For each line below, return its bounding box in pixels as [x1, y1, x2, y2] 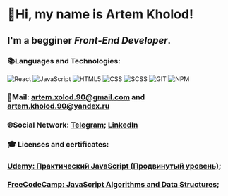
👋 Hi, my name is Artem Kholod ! [7, 6, 194, 23]
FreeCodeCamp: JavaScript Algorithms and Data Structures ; [7, 180, 220, 190]
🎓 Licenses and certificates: [7, 139, 109, 149]
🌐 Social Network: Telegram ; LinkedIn [7, 120, 138, 130]
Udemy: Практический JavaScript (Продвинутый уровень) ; [7, 161, 222, 171]
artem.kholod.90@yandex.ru [7, 101, 110, 111]
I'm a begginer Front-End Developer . [7, 35, 172, 47]
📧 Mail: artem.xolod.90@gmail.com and [7, 92, 145, 102]
